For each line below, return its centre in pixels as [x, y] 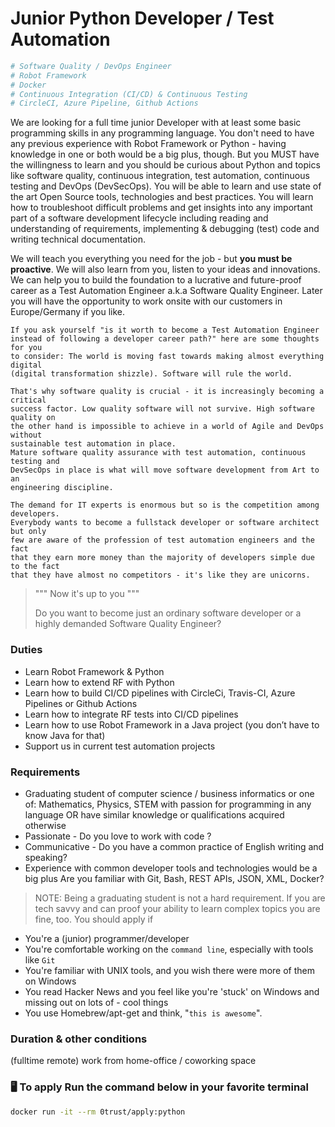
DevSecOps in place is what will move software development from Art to [165, 470]
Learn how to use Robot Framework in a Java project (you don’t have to [172, 724]
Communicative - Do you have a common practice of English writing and [174, 846]
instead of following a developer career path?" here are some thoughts [165, 339]
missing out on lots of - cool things [96, 1002]
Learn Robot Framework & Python [94, 671]
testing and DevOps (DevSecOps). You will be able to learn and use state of [166, 186]
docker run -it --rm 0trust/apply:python [98, 1112]
